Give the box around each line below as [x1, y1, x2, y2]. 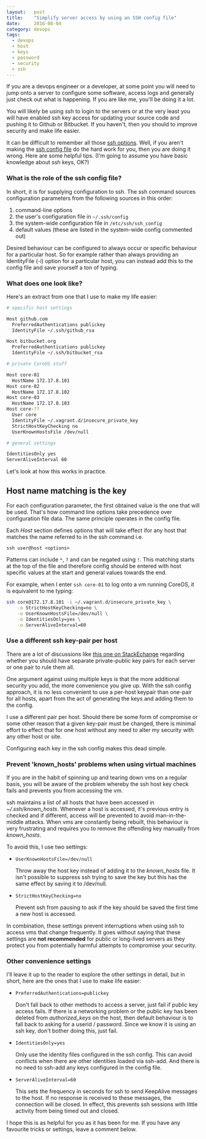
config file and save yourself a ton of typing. [6, 264, 118, 271]
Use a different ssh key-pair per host [6, 636, 118, 645]
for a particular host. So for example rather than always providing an [6, 251, 179, 258]
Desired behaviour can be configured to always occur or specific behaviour [6, 244, 197, 251]
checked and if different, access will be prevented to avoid [6, 812, 154, 819]
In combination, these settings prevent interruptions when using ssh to [6, 922, 185, 929]
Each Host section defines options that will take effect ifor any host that [6, 527, 187, 534]
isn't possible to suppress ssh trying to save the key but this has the [15, 874, 187, 880]
